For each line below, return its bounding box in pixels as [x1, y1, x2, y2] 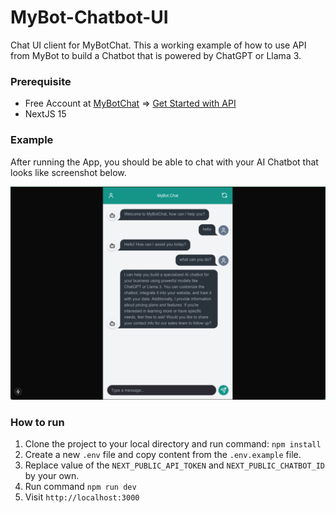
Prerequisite [10, 74, 72, 88]
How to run [10, 416, 65, 430]
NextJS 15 [24, 108, 67, 120]
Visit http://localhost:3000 [24, 491, 140, 503]
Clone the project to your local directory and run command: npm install [24, 438, 322, 450]
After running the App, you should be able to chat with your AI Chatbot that [10, 156, 319, 168]
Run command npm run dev [24, 481, 137, 493]
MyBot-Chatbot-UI [10, 6, 169, 29]
